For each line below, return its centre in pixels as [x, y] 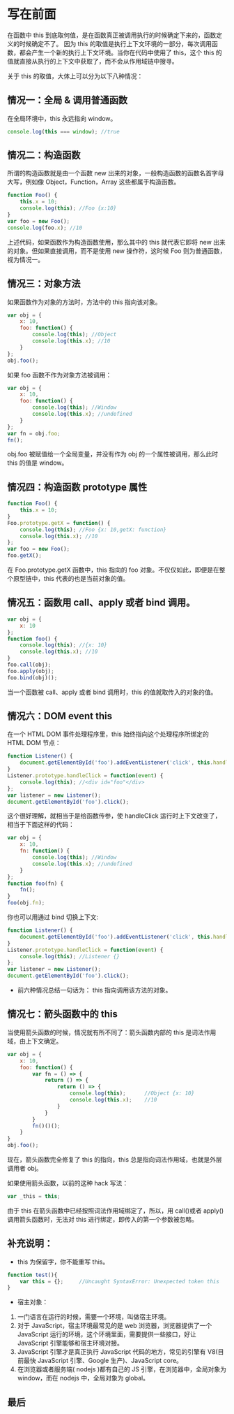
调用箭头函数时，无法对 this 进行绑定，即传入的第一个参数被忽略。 [103, 1219]
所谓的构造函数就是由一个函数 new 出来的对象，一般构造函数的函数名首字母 [116, 173]
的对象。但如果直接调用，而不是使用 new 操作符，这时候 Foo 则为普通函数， [117, 251]
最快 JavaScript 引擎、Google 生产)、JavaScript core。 [103, 1361]
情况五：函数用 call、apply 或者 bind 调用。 [101, 603]
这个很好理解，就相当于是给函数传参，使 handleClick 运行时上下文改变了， [114, 816]
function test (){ [32, 1275]
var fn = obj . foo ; [34, 433]
